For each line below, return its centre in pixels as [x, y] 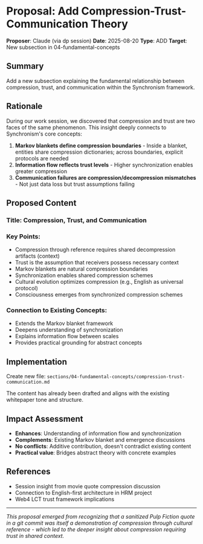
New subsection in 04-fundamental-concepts [63, 47]
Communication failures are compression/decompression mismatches [105, 177]
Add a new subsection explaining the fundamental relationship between [95, 80]
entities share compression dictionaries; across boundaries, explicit [99, 152]
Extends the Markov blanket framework [64, 323]
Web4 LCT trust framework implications [65, 499]
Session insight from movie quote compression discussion [88, 486]
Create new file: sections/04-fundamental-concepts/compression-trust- [96, 376]
